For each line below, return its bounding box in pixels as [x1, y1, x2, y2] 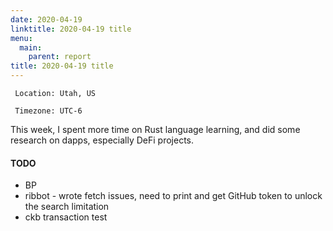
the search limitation [24, 201, 110, 213]
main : [19, 42, 43, 53]
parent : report [28, 52, 92, 62]
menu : [10, 33, 33, 43]
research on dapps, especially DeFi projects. [10, 134, 195, 146]
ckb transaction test [24, 211, 108, 223]
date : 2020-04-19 [10, 14, 83, 25]
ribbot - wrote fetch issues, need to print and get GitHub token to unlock [24, 190, 323, 202]
